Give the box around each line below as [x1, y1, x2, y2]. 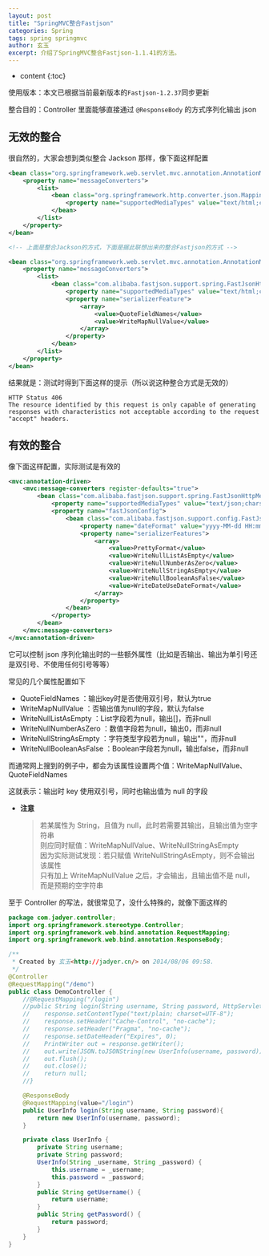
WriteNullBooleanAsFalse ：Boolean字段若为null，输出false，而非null [19, 743, 249, 753]
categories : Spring [8, 26, 74, 34]
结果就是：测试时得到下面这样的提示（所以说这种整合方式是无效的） [8, 378, 233, 387]
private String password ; [37, 1151, 124, 1159]
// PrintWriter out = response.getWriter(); [22, 1039, 184, 1047]
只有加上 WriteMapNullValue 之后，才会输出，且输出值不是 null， [39, 870, 255, 880]
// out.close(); [22, 1062, 88, 1071]
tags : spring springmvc [8, 34, 88, 43]
